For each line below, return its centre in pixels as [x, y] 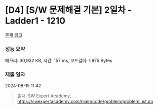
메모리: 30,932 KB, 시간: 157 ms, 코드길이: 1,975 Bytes [59, 61]
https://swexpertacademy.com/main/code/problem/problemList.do [85, 101]
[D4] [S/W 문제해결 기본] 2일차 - [68, 10]
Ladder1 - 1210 [35, 21]
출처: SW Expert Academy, [44, 96]
